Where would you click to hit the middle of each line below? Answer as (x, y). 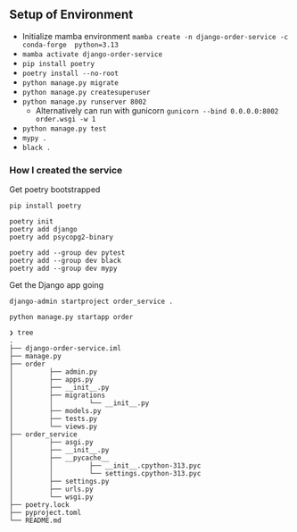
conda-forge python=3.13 (70, 45)
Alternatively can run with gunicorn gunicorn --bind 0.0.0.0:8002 (157, 110)
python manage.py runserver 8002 (84, 102)
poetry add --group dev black (66, 261)
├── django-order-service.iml (66, 349)
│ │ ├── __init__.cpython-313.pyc (105, 466)
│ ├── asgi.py (51, 443)
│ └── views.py (54, 427)
